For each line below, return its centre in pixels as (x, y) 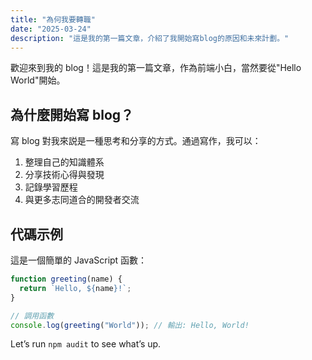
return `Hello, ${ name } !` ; (75, 288)
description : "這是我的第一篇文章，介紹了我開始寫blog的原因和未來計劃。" (150, 38)
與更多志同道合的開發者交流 (82, 200)
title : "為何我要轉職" (53, 19)
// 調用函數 (32, 316)
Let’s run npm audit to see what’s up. (86, 344)
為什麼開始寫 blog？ (72, 114)
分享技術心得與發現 (64, 175)
